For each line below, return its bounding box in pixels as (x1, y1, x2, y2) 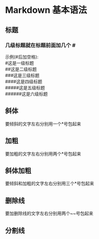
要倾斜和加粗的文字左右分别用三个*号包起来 (5, 181, 95, 187)
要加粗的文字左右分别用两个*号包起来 (5, 151, 82, 157)
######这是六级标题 (5, 91, 48, 97)
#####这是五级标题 (5, 84, 46, 90)
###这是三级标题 (5, 72, 40, 78)
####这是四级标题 (5, 79, 43, 84)
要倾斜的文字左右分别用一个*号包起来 (5, 120, 82, 126)
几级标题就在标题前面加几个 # (5, 41, 76, 48)
